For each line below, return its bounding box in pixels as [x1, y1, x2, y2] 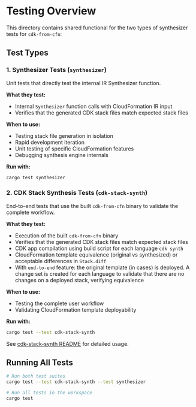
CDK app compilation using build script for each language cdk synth [14, 245, 184, 252]
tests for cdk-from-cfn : [6, 30, 62, 37]
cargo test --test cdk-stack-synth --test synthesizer [6, 379, 146, 385]
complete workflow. [6, 209, 55, 216]
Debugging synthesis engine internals [14, 151, 109, 158]
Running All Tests [6, 358, 73, 368]
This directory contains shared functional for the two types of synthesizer [6, 24, 188, 31]
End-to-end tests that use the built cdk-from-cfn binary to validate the [6, 202, 179, 209]
